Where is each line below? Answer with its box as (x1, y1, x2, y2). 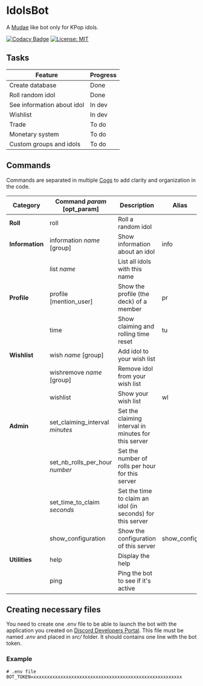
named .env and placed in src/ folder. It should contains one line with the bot (6, 633, 197, 641)
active (117, 584, 135, 592)
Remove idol (117, 364, 153, 373)
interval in (117, 422, 146, 430)
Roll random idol (9, 91, 56, 99)
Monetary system (9, 130, 59, 138)
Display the (117, 551, 150, 560)
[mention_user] (49, 297, 93, 306)
